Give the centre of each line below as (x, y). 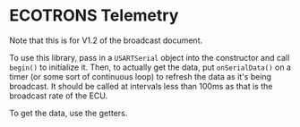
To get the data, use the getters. (69, 113)
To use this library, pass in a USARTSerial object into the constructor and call (150, 57)
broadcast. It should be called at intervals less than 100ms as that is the (141, 86)
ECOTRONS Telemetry (94, 16)
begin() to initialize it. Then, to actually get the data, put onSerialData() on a (150, 67)
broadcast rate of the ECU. (59, 96)
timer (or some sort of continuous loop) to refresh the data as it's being (140, 76)
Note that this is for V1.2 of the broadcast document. (106, 40)
